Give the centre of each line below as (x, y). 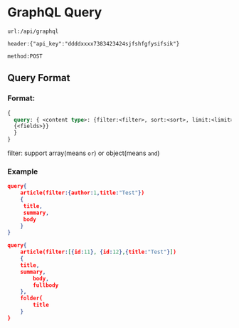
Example (23, 171)
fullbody (46, 285)
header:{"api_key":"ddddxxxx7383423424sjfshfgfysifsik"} (94, 43)
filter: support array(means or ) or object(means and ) (84, 153)
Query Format (39, 78)
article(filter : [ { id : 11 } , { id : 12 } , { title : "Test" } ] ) (98, 252)
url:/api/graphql (33, 31)
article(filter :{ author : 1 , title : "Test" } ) (82, 193)
